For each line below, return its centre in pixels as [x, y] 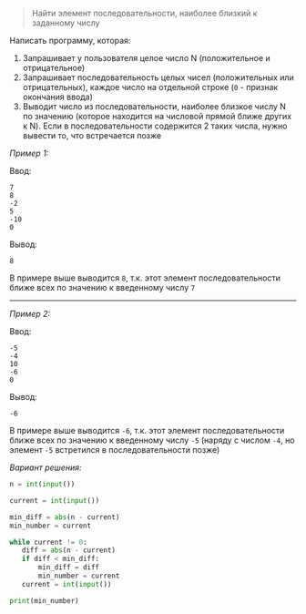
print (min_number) [44, 600]
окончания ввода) [58, 97]
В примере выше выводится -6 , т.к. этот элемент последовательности [147, 430]
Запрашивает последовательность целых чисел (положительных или [158, 77]
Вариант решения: [46, 467]
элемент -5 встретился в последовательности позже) [115, 450]
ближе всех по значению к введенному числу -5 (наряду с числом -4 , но [152, 440]
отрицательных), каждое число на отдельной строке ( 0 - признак [150, 87]
